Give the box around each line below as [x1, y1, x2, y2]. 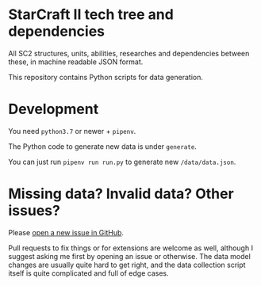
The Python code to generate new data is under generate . [8, 141, 197, 151]
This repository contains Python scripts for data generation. [8, 72, 204, 82]
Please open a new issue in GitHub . [8, 227, 125, 237]
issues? [8, 202, 61, 219]
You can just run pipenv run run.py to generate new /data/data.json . [8, 157, 236, 166]
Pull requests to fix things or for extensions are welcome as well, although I [8, 243, 254, 253]
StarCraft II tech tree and [8, 6, 175, 24]
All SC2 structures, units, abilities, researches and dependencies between [8, 48, 250, 58]
